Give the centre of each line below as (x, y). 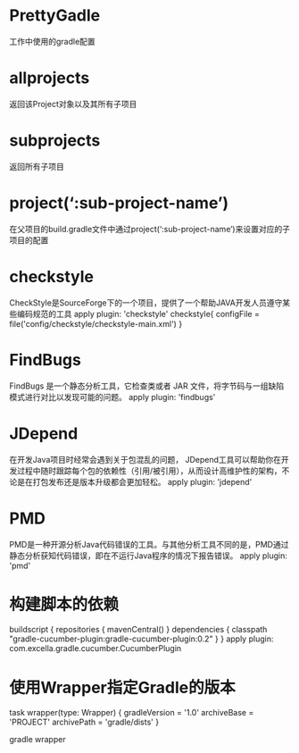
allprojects (50, 78)
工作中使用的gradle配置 (52, 41)
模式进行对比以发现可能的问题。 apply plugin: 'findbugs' (112, 397)
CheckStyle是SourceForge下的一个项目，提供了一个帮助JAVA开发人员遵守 (146, 302)
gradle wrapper (37, 740)
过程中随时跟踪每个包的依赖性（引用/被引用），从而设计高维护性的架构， (149, 471)
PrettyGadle (55, 16)
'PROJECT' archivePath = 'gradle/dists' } (84, 722)
